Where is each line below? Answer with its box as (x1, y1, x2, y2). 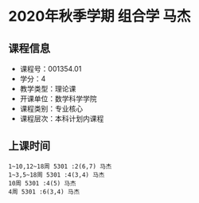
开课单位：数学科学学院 (19, 94, 97, 103)
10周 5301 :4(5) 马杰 (8, 179, 76, 187)
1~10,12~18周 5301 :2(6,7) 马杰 (8, 162, 112, 170)
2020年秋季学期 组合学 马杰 (8, 7, 191, 25)
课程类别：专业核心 (19, 104, 84, 113)
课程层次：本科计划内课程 (19, 114, 104, 123)
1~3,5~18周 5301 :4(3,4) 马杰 (8, 170, 105, 179)
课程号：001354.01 (19, 64, 82, 73)
